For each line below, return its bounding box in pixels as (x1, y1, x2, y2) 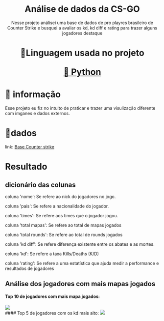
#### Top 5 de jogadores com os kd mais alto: (5, 310, 99, 316)
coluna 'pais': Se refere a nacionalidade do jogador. (5, 203, 109, 209)
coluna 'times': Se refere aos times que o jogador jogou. (5, 213, 118, 218)
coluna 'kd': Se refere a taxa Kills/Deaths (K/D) (5, 251, 99, 257)
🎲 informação (5, 89, 61, 100)
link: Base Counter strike (5, 144, 55, 149)
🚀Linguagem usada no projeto (20, 48, 144, 58)
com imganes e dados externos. (5, 111, 70, 117)
